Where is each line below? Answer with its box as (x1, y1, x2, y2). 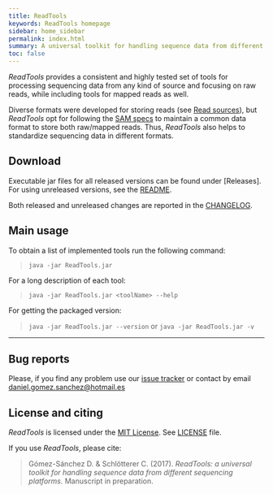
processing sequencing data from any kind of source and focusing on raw (8, 80, 256, 90)
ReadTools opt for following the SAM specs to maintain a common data (8, 114, 246, 123)
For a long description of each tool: (8, 275, 126, 285)
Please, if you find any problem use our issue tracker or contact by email (8, 374, 252, 383)
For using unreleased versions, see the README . (8, 184, 172, 194)
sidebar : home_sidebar (8, 27, 85, 35)
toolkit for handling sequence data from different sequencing (28, 468, 233, 478)
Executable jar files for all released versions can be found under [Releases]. (8, 175, 262, 185)
